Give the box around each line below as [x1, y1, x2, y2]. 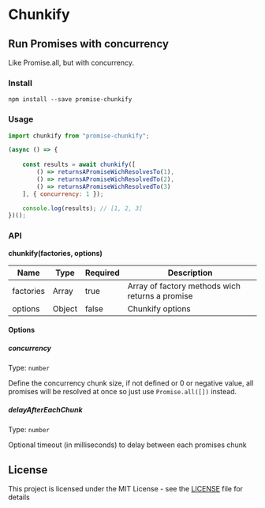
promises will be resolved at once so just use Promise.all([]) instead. [8, 387, 237, 397]
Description [167, 267, 213, 278]
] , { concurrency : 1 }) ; [22, 190, 104, 198]
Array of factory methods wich [127, 280, 241, 292]
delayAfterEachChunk [8, 405, 83, 414]
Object [52, 303, 77, 314]
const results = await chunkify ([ [22, 160, 136, 169]
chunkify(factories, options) [8, 248, 103, 258]
